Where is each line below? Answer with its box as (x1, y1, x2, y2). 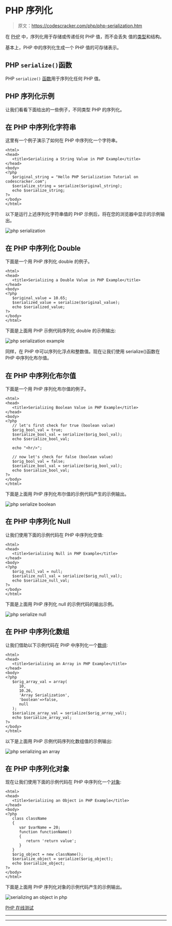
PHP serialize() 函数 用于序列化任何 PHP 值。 (5, 75, 103, 81)
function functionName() (18, 830, 72, 835)
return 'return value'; (26, 838, 77, 843)
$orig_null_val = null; (12, 569, 63, 574)
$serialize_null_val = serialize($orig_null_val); (12, 573, 123, 579)
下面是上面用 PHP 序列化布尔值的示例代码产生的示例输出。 (5, 491, 130, 497)
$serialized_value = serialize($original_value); (12, 300, 120, 305)
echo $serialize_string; (12, 188, 66, 193)
